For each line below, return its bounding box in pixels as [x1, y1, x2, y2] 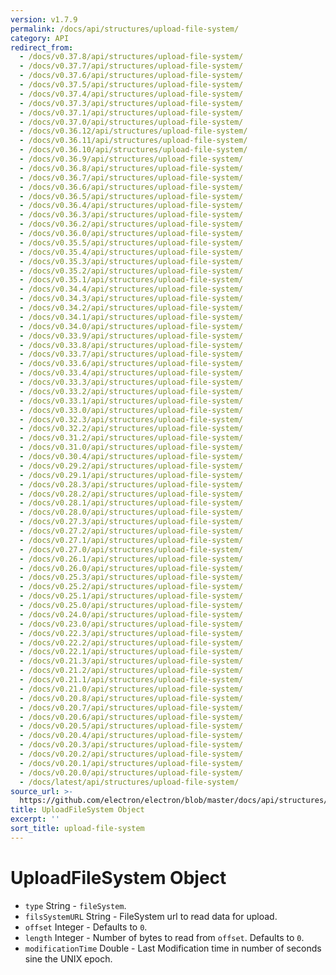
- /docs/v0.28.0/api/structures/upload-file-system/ [19, 507, 244, 518]
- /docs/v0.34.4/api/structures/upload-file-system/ [19, 284, 244, 295]
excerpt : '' [10, 814, 60, 825]
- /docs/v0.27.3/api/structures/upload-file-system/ [19, 517, 244, 527]
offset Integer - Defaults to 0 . [24, 921, 148, 933]
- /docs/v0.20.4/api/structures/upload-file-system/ [19, 731, 244, 741]
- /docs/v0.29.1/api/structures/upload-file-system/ [19, 470, 244, 480]
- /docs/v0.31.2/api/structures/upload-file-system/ [19, 433, 244, 443]
